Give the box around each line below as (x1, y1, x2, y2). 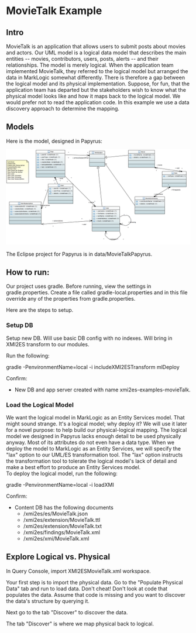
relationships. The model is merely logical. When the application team (6, 61, 174, 68)
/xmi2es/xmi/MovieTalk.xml (23, 535, 90, 542)
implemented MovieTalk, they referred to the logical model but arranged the (6, 68, 188, 74)
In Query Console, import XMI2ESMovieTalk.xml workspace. (6, 567, 151, 574)
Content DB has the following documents (14, 504, 114, 511)
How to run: (6, 267, 50, 277)
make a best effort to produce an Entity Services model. (6, 464, 141, 471)
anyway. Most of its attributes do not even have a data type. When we (6, 439, 174, 446)
